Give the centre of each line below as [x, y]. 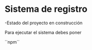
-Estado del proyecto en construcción [44, 23]
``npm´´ [12, 42]
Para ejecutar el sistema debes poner [43, 32]
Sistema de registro [46, 9]
